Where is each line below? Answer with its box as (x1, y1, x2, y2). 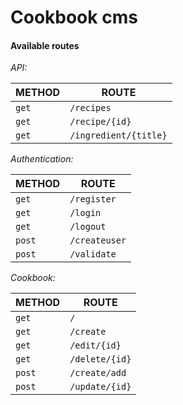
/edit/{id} (69, 340, 122, 351)
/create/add (69, 367, 127, 379)
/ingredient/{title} (69, 130, 168, 141)
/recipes (69, 102, 112, 114)
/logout (69, 221, 107, 233)
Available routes (10, 39, 80, 51)
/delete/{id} (69, 354, 132, 365)
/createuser (69, 235, 127, 246)
